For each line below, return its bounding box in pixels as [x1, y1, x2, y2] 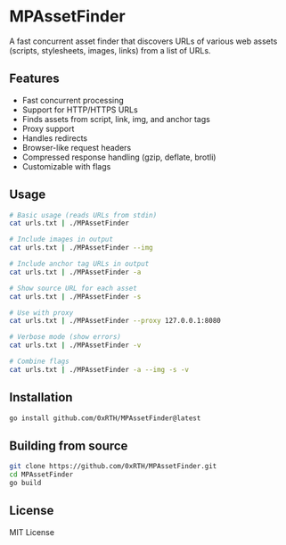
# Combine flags [9, 357, 69, 367]
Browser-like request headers [21, 142, 132, 153]
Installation [9, 390, 73, 405]
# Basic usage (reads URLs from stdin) [9, 211, 158, 219]
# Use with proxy [9, 308, 74, 318]
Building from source [9, 438, 128, 453]
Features [9, 71, 60, 87]
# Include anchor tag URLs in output [9, 260, 150, 268]
